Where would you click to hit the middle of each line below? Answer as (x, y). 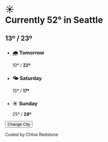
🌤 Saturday (27, 78)
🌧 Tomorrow (28, 52)
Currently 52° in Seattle (54, 20)
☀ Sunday (25, 104)
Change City (19, 124)
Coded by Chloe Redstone (32, 135)
